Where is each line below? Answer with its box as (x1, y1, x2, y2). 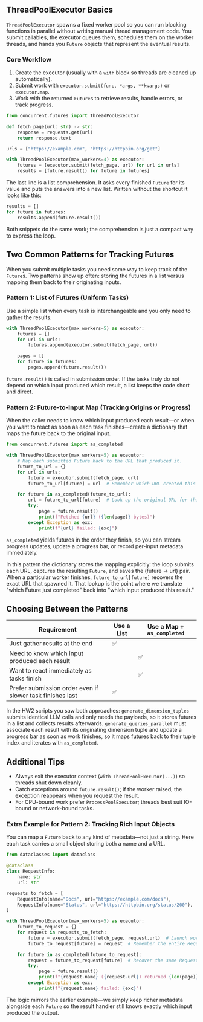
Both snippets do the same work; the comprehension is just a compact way (6, 225, 194, 233)
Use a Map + (147, 623, 184, 631)
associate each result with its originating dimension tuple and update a (6, 726, 182, 734)
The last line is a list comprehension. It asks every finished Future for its (6, 179, 185, 186)
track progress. (14, 101, 53, 108)
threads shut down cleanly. (14, 779, 83, 786)
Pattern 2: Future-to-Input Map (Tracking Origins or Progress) (6, 403, 192, 412)
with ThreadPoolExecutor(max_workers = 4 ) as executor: (6, 157, 145, 163)
